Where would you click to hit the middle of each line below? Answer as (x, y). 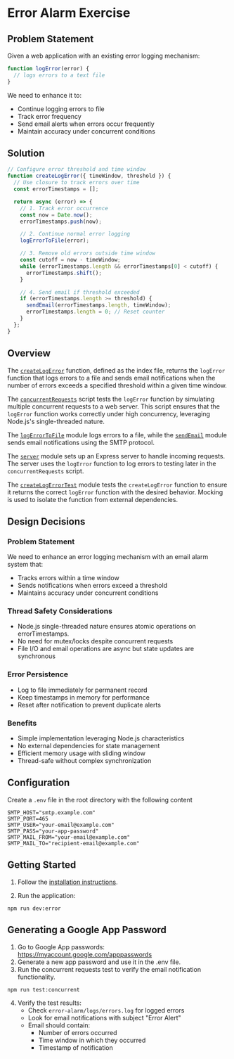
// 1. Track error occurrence (64, 208)
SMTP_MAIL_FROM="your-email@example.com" (69, 837)
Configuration (39, 783)
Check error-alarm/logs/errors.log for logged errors (106, 1010)
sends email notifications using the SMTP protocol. (81, 442)
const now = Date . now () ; (56, 215)
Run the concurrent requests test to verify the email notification (109, 969)
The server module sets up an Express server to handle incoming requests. (116, 456)
